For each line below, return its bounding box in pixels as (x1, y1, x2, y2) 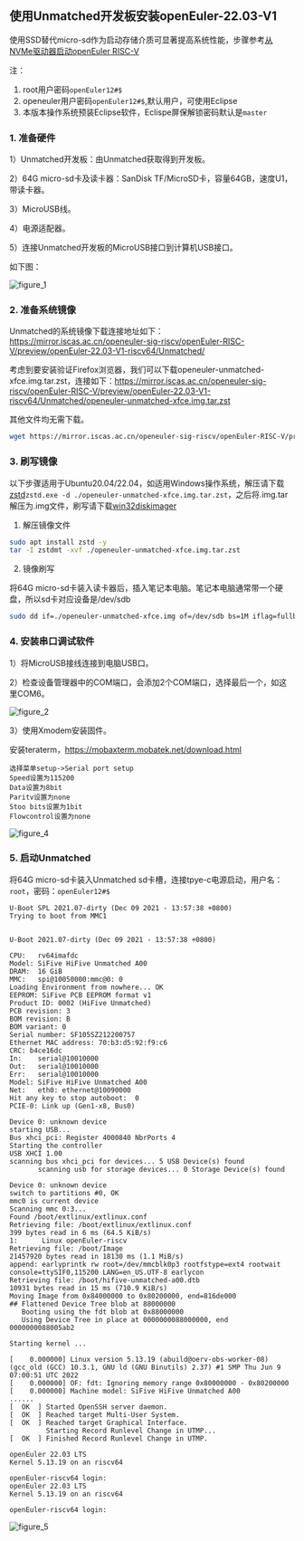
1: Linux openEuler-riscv (9, 1236, 128, 1245)
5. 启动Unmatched (9, 851, 91, 864)
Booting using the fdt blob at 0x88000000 (21, 1307, 184, 1317)
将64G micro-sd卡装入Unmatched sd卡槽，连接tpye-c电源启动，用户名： (9, 874, 283, 885)
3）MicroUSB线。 (9, 204, 76, 214)
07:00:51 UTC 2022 (9, 1370, 79, 1380)
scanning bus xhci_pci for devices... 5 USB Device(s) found (9, 1156, 245, 1165)
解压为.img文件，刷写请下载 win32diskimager (9, 500, 177, 511)
